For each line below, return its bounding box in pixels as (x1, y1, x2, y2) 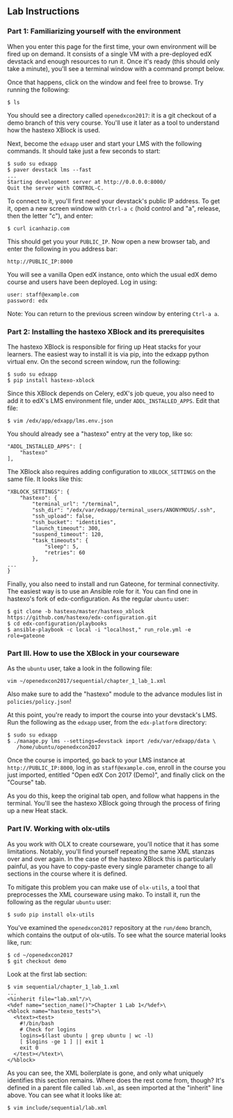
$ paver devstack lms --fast (7, 166, 92, 173)
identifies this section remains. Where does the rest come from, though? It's (7, 1076, 225, 1085)
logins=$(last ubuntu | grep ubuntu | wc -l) (19, 1032, 154, 1039)
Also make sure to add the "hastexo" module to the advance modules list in (7, 690, 223, 698)
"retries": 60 (44, 549, 86, 556)
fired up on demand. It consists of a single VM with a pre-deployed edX (7, 49, 212, 58)
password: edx (7, 297, 49, 304)
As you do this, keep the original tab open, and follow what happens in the (7, 792, 220, 800)
